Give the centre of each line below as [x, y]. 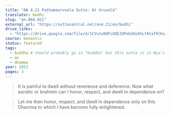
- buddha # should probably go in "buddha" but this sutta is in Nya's [88, 53]
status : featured [24, 43]
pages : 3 [15, 72]
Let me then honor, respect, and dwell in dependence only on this [87, 102]
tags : [11, 48]
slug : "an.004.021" [26, 19]
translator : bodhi [25, 15]
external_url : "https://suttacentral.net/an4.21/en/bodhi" [69, 24]
